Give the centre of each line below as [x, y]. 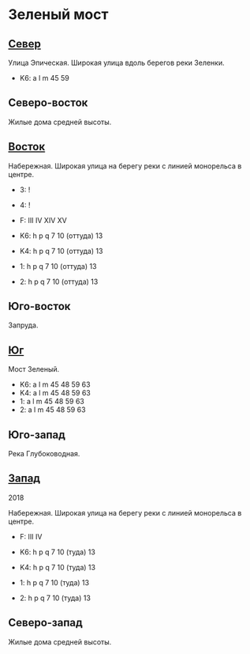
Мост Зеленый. [34, 369]
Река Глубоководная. [44, 454]
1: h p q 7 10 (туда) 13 [54, 582]
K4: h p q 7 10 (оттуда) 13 [61, 251]
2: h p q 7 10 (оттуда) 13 [59, 282]
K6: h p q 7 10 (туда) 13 [58, 552]
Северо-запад [45, 623]
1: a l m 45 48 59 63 [52, 402]
